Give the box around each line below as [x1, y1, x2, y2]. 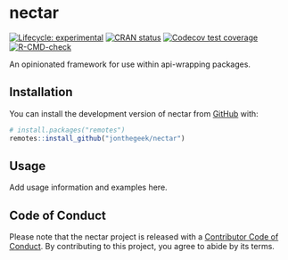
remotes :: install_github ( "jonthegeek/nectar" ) [9, 134, 185, 142]
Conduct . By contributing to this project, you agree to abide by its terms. [9, 241, 275, 252]
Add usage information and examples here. [9, 182, 168, 193]
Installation [9, 85, 73, 100]
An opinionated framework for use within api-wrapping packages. [9, 59, 251, 69]
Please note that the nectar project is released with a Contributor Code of [9, 232, 279, 242]
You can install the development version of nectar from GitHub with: [9, 108, 259, 118]
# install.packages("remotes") [9, 126, 126, 134]
